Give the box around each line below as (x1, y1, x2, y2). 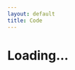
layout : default (7, 10, 55, 18)
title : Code (7, 17, 42, 24)
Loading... (7, 47, 69, 64)
